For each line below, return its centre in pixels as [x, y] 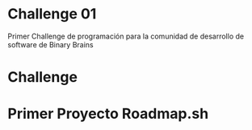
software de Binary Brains [50, 44]
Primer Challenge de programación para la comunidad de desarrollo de [126, 36]
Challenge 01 [52, 14]
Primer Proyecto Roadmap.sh [108, 114]
